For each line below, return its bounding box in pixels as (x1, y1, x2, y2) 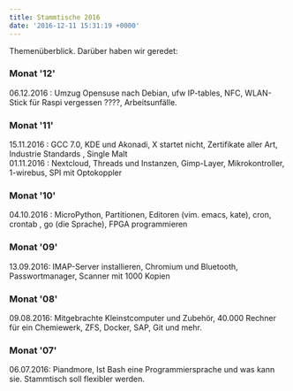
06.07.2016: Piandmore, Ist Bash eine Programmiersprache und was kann (9, 364, 275, 375)
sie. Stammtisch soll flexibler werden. (9, 373, 146, 385)
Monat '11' (9, 119, 55, 131)
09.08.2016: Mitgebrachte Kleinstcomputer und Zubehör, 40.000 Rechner (9, 312, 276, 323)
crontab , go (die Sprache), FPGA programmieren (9, 218, 188, 230)
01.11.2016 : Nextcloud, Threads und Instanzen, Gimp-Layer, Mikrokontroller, (9, 158, 285, 169)
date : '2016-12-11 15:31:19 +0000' (9, 21, 140, 30)
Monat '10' (9, 189, 56, 202)
